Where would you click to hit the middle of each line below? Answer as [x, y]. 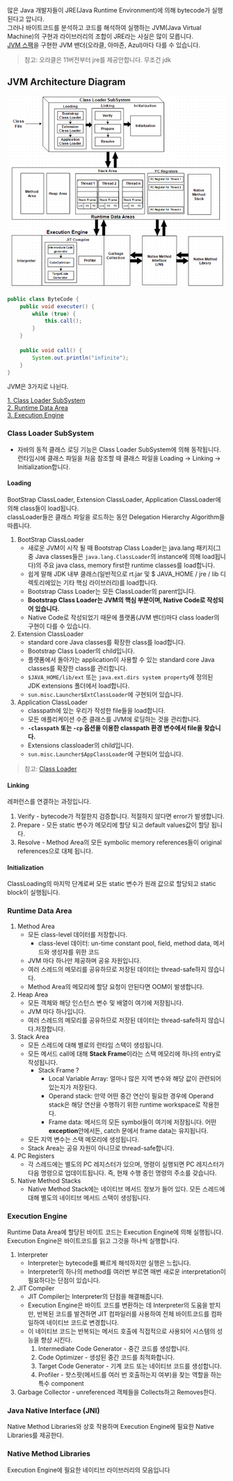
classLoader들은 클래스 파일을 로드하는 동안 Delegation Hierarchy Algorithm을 [116, 516]
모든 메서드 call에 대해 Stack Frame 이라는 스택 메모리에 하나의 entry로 [124, 1054]
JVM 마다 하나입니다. [56, 1011]
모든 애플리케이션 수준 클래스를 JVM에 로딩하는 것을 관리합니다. [114, 719]
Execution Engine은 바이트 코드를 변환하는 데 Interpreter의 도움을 [118, 1305]
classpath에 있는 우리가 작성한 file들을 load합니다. [96, 710]
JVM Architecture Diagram [66, 82]
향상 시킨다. [57, 1340]
